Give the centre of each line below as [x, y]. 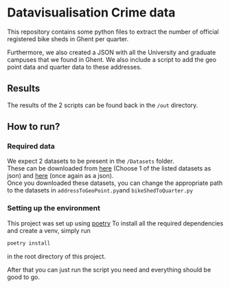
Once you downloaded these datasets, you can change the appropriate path [115, 183]
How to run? [34, 127]
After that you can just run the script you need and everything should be [109, 269]
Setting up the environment [54, 208]
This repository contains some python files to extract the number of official [113, 32]
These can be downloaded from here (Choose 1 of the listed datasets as [109, 168]
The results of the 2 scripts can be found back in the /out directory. [103, 105]
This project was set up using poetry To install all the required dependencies [115, 223]
